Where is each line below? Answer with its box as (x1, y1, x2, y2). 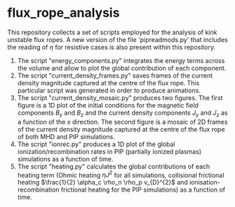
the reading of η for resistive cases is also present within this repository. (7, 43, 216, 51)
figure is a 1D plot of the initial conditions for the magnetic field (17, 101, 199, 109)
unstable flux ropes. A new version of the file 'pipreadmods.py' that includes (7, 35, 228, 43)
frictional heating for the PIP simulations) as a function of (60, 185, 226, 194)
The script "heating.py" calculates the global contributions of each (17, 162, 210, 171)
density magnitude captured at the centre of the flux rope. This (17, 78, 200, 87)
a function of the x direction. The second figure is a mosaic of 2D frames (17, 117, 228, 126)
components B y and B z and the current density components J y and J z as (17, 108, 228, 118)
